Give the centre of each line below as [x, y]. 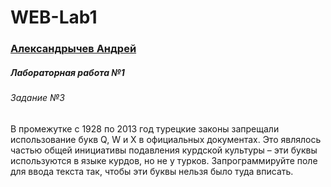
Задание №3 [37, 98]
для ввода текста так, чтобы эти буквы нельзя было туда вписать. [152, 171]
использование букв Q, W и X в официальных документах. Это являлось [166, 139]
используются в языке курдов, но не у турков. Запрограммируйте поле [164, 160]
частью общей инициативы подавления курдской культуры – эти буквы [164, 150]
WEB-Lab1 [54, 17]
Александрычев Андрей [73, 49]
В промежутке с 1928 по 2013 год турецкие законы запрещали [145, 128]
